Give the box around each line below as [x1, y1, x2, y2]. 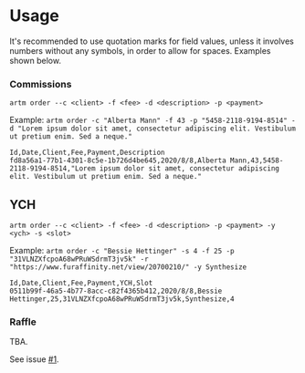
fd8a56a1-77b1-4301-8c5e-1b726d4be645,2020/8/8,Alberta [9, 156, 226, 165]
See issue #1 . [9, 354, 59, 365]
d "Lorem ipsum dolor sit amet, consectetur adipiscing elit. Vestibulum [9, 124, 297, 133]
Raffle [9, 316, 37, 328]
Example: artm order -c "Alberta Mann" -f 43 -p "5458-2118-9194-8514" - [9, 115, 296, 126]
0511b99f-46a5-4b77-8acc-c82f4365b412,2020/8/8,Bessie [9, 286, 223, 296]
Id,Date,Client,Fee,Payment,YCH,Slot [9, 279, 153, 288]
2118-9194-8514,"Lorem [9, 164, 96, 173]
